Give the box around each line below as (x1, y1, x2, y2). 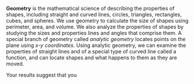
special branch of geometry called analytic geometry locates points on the (6, 36, 186, 42)
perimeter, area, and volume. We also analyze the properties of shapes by (6, 23, 184, 30)
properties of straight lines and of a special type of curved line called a (6, 48, 176, 54)
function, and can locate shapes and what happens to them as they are (6, 54, 177, 61)
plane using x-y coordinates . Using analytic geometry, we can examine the (6, 42, 186, 49)
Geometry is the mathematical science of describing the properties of (6, 5, 175, 12)
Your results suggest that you (6, 72, 77, 78)
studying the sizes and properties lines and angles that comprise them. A (6, 30, 182, 36)
